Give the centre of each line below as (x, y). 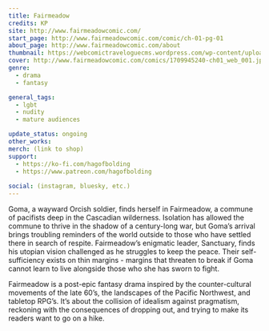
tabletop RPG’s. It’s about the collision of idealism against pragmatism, (124, 301)
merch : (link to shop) (46, 149)
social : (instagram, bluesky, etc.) (69, 186)
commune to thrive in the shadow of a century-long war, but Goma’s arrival (132, 226)
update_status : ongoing (48, 134)
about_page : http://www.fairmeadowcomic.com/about (94, 46)
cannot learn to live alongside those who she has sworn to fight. (114, 268)
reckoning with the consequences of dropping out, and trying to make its (128, 310)
